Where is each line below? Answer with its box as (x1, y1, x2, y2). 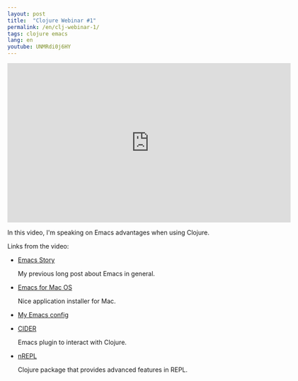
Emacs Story (17, 256, 55, 264)
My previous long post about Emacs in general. (17, 270, 156, 278)
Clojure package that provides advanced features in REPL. (17, 365, 188, 374)
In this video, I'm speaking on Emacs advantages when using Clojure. (7, 228, 210, 237)
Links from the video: (7, 242, 69, 250)
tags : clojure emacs (7, 30, 69, 38)
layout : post (7, 10, 46, 18)
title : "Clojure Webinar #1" (7, 17, 97, 24)
